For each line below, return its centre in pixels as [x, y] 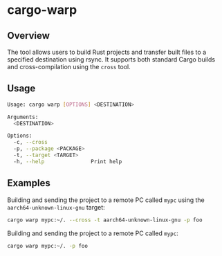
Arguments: [23, 117]
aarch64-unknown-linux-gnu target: [56, 207]
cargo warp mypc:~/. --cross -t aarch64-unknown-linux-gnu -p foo [105, 220]
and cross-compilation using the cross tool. [69, 67]
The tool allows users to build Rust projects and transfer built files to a [107, 52]
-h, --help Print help [68, 161]
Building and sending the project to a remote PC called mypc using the [106, 200]
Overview [29, 36]
